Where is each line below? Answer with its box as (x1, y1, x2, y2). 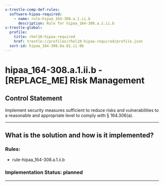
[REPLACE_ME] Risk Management (5, 75, 145, 86)
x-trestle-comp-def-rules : (5, 7, 60, 12)
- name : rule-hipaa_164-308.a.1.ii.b (14, 16, 91, 21)
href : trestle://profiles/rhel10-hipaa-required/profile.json (14, 39, 143, 44)
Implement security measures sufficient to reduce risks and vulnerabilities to (5, 107, 159, 113)
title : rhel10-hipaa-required (14, 35, 76, 40)
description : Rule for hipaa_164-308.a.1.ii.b (18, 21, 115, 26)
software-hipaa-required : (9, 12, 62, 17)
